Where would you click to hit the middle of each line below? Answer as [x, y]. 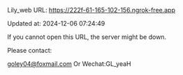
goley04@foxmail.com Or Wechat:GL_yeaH [69, 64]
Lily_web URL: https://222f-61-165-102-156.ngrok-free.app [91, 10]
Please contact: [30, 50]
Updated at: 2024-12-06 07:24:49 [56, 23]
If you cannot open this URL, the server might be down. [87, 37]
